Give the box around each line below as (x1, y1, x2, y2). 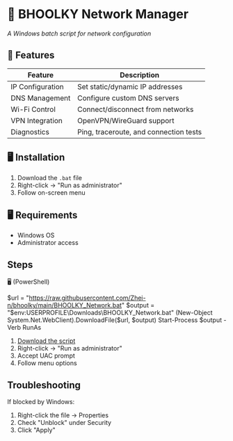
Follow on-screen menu (17, 188, 86, 197)
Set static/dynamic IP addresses (77, 81, 183, 91)
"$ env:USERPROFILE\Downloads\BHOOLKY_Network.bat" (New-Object (7, 309, 214, 317)
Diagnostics (10, 127, 50, 136)
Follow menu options (17, 359, 78, 367)
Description (119, 70, 160, 79)
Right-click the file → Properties (17, 411, 109, 419)
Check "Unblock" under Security (17, 419, 112, 426)
